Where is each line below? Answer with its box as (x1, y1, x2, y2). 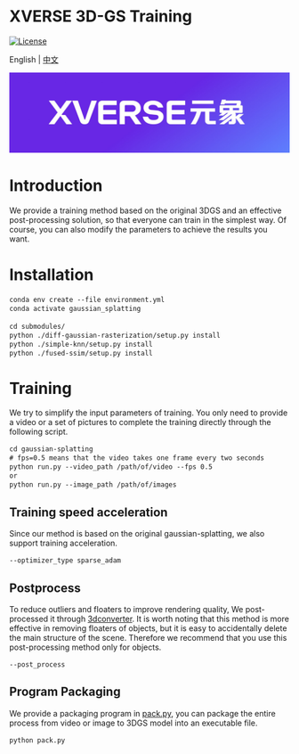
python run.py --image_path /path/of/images (9, 480, 177, 489)
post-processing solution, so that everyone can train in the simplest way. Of (9, 214, 287, 225)
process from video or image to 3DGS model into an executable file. (9, 717, 258, 728)
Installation (9, 265, 94, 284)
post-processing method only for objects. (9, 642, 162, 652)
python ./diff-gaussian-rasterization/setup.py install (9, 331, 221, 340)
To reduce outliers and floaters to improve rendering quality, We (9, 604, 244, 615)
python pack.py (9, 735, 66, 745)
